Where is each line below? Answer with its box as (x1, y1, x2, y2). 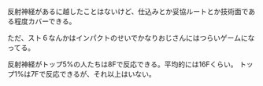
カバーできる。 (28, 16, 76, 26)
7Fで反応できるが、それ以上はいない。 (30, 70, 157, 78)
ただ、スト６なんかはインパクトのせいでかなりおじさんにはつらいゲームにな (7, 34, 255, 42)
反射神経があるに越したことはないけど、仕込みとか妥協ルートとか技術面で (7, 7, 249, 16)
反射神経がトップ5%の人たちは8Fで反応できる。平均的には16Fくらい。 (7, 59, 238, 69)
